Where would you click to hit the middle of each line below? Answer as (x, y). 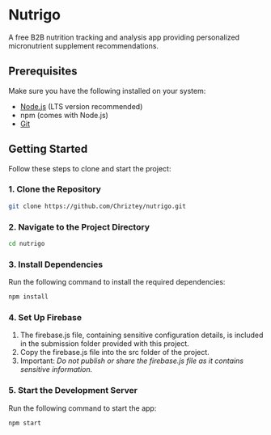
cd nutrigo (27, 244)
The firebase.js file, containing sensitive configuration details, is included (142, 335)
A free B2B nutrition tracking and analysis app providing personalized (124, 37)
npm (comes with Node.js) (64, 115)
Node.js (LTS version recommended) (81, 106)
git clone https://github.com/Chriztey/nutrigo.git (97, 206)
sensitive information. (56, 370)
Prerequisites (43, 72)
